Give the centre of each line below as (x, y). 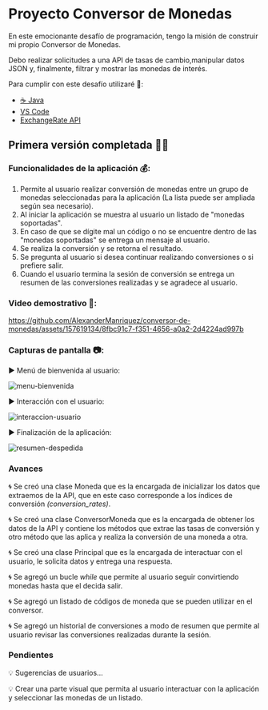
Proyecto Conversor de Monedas (120, 14)
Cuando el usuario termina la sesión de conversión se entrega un (127, 273)
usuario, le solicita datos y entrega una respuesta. (90, 561)
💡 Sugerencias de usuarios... (56, 672)
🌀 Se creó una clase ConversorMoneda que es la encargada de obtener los (132, 519)
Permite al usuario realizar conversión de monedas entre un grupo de (134, 189)
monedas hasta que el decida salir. (66, 585)
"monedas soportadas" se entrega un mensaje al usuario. (115, 240)
